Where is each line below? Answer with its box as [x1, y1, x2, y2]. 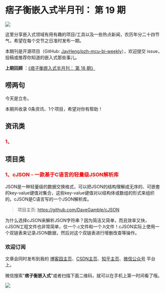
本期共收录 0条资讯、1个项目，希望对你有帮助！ [5, 106, 103, 112]
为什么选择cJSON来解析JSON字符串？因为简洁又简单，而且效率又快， [5, 217, 150, 223]
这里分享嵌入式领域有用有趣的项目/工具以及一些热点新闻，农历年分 [5, 31, 143, 37]
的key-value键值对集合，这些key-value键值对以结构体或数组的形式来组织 [5, 190, 155, 196]
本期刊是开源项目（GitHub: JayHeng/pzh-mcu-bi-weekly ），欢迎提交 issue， [5, 48, 163, 54]
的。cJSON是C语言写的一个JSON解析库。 [5, 196, 92, 202]
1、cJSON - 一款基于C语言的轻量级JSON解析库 [5, 171, 119, 178]
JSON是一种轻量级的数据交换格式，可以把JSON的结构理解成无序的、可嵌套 [5, 183, 161, 190]
